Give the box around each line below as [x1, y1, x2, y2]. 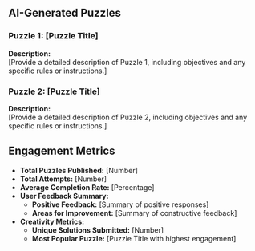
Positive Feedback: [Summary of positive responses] [31, 200, 209, 209]
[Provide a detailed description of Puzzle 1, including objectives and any [8, 57, 246, 67]
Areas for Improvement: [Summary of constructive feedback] [31, 208, 237, 217]
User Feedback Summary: [19, 191, 109, 200]
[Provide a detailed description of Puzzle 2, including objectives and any [8, 112, 247, 122]
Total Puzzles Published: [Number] [19, 165, 139, 175]
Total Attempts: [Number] [19, 174, 107, 184]
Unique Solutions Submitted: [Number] [31, 225, 164, 235]
